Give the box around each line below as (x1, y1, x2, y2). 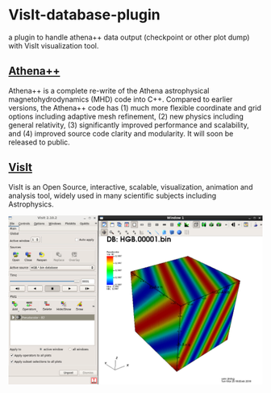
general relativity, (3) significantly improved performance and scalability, (8, 119, 250, 130)
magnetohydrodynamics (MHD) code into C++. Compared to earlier (8, 94, 233, 104)
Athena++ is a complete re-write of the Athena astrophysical (8, 86, 210, 95)
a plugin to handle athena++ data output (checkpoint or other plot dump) (8, 32, 250, 42)
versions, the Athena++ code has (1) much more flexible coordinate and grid (8, 102, 262, 112)
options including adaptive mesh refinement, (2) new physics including (8, 111, 244, 121)
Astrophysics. (8, 199, 54, 209)
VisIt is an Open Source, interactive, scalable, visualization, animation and (8, 182, 253, 191)
